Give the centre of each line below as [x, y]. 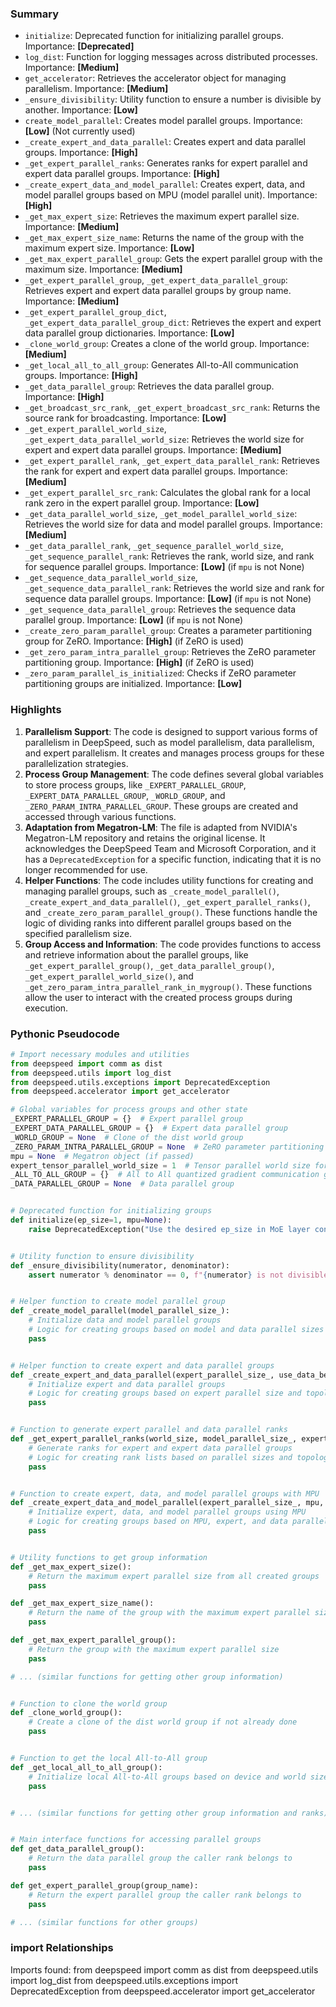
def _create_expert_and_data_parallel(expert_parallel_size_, [142, 1375]
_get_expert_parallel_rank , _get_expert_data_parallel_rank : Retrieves [172, 461]
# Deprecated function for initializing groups [111, 1211]
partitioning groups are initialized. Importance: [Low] [133, 684]
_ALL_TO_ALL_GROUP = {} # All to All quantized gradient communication [165, 1175]
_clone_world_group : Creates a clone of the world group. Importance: [167, 344]
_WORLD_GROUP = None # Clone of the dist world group [127, 1137]
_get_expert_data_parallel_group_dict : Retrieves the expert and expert [173, 323]
